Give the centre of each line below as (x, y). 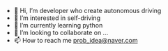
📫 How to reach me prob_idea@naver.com (76, 40)
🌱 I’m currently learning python (58, 25)
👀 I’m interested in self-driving (57, 18)
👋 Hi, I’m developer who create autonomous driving (87, 11)
